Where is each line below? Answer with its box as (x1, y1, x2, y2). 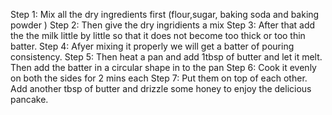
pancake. (10, 94, 49, 105)
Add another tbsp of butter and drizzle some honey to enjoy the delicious (10, 83, 312, 94)
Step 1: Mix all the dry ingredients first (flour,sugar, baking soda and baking (10, 9, 320, 20)
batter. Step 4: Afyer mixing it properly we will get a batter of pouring (10, 40, 295, 52)
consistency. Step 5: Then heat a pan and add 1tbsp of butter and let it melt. (10, 51, 323, 63)
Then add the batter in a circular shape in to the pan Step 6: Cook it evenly (10, 62, 317, 73)
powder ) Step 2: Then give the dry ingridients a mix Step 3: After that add (10, 19, 316, 31)
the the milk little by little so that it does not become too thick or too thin (10, 30, 306, 41)
